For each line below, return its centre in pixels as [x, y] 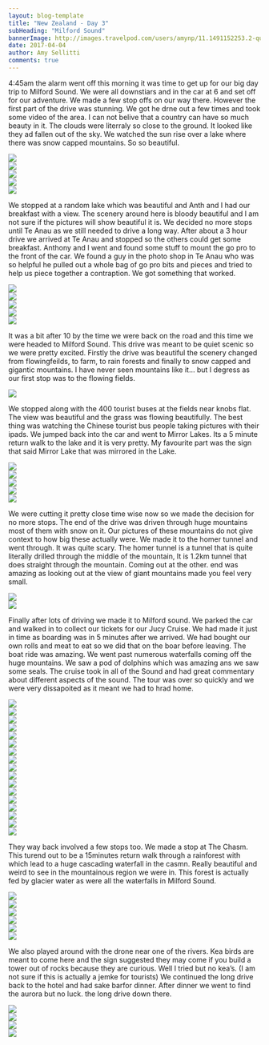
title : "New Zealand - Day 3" [59, 23]
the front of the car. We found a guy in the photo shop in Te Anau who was [131, 256]
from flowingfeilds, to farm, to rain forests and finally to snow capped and [129, 361]
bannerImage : [30, 38]
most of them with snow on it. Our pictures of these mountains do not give [131, 531]
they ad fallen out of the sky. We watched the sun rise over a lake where [127, 134]
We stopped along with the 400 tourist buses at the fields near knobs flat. [130, 408]
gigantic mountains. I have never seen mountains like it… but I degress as [129, 370]
